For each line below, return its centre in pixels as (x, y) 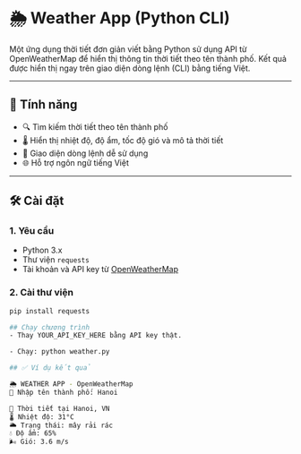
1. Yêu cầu (32, 231)
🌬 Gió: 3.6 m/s (39, 442)
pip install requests (50, 311)
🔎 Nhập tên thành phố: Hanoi (64, 392)
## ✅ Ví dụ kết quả (51, 368)
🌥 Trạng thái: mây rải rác (61, 425)
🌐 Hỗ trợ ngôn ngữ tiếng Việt (76, 162)
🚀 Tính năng (43, 105)
